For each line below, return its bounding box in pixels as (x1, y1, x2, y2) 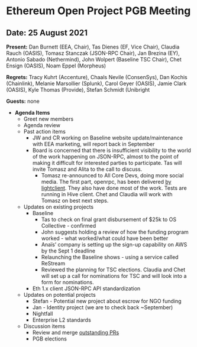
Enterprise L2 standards (32, 316, 92, 323)
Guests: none (6, 98, 40, 105)
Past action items (23, 128, 66, 135)
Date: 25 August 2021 (6, 28, 88, 38)
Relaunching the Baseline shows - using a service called (41, 254, 179, 261)
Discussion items (23, 323, 66, 329)
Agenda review (23, 122, 61, 128)
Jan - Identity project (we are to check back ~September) (32, 304, 173, 311)
